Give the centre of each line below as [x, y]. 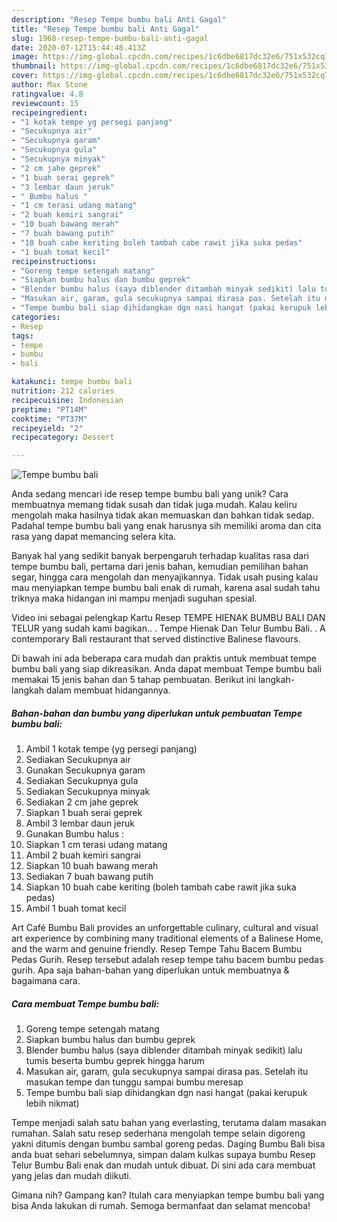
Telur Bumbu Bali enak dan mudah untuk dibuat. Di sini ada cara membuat [163, 1165]
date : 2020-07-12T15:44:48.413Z [78, 47]
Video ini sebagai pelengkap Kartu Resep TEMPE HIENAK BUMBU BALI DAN [168, 618]
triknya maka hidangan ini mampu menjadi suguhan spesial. [134, 598]
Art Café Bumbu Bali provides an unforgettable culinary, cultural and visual [165, 928]
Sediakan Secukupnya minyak [88, 792]
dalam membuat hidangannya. [108, 690]
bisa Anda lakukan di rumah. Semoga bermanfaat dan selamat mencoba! [161, 1206]
